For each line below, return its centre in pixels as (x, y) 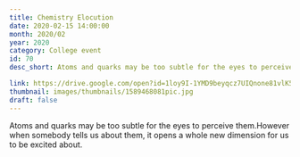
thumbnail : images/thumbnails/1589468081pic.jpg (101, 91)
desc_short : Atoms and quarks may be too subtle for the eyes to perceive (151, 68)
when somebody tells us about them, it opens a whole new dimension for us (149, 135)
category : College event (55, 51)
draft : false (33, 100)
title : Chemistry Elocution (62, 17)
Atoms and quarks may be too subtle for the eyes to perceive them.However (150, 125)
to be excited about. (46, 145)
